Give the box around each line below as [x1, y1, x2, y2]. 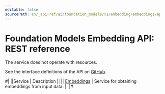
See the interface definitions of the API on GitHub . [5, 69, 107, 75]
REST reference [5, 43, 70, 54]
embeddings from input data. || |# [5, 84, 74, 90]
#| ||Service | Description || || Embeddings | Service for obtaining [5, 78, 137, 84]
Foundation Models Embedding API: [5, 33, 155, 44]
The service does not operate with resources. [5, 59, 97, 65]
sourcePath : [5, 12, 29, 17]
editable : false [5, 7, 38, 12]
